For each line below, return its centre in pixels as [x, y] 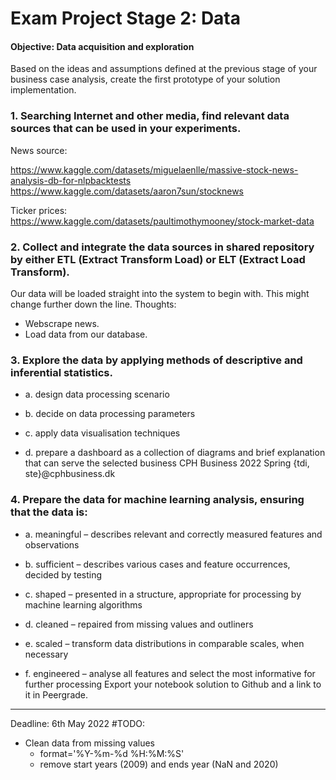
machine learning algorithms [83, 604]
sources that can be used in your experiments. [126, 129]
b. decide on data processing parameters [110, 414]
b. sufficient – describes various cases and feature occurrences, [157, 564]
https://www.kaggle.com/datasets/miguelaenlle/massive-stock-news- [154, 169]
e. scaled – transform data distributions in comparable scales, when [164, 643]
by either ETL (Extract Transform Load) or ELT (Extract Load [158, 259]
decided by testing [63, 574]
